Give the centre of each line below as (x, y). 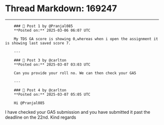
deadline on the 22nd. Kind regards (41, 117)
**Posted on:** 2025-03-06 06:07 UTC (52, 30)
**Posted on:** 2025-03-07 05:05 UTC (52, 94)
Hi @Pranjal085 (29, 103)
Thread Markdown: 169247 (61, 9)
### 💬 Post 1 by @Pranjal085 (43, 26)
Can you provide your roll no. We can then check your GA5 (75, 73)
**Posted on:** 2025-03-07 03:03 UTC (52, 64)
